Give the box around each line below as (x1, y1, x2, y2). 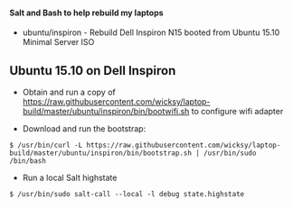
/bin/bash (9, 157, 47, 166)
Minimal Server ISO (22, 37, 95, 48)
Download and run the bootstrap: (22, 123, 146, 134)
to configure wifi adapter (191, 106, 284, 117)
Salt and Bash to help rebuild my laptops (9, 7, 165, 18)
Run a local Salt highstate (22, 172, 118, 184)
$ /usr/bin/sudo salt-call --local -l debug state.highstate (9, 190, 245, 199)
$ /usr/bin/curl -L (9, 140, 83, 150)
